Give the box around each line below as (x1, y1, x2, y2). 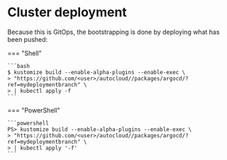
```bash (7, 62, 31, 69)
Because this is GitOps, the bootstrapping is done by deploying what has (7, 28, 220, 36)
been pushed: (7, 35, 48, 43)
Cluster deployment (7, 4, 128, 21)
